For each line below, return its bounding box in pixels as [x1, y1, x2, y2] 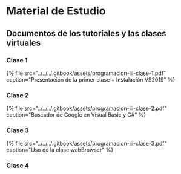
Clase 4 [6, 161, 29, 170]
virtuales [6, 37, 41, 48]
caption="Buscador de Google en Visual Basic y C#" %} [6, 111, 146, 118]
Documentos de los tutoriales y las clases [6, 28, 166, 39]
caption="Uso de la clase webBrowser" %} [6, 146, 114, 153]
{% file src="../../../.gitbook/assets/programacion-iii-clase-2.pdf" [6, 105, 167, 112]
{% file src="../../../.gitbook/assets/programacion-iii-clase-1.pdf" [6, 69, 166, 77]
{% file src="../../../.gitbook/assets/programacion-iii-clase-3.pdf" [6, 140, 168, 147]
